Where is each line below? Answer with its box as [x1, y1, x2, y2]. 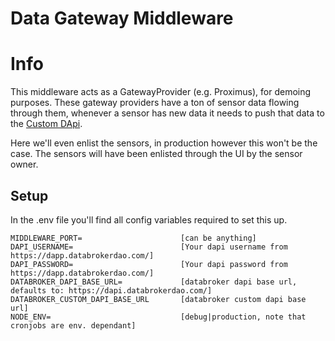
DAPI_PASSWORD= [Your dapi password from [10, 259, 288, 269]
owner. [10, 158, 39, 171]
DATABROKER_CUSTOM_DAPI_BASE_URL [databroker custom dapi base [10, 294, 307, 304]
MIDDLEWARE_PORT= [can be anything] [10, 233, 257, 243]
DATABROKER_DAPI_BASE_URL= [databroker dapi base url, [10, 277, 298, 287]
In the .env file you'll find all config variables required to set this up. [10, 213, 288, 226]
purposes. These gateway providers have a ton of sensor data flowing [10, 97, 300, 109]
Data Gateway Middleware [10, 7, 234, 30]
